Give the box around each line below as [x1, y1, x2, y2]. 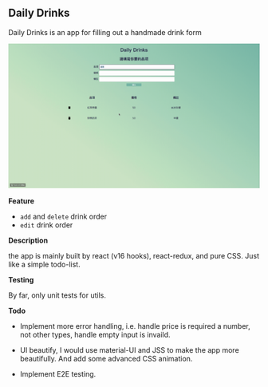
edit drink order [19, 220, 73, 230]
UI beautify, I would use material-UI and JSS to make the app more [19, 346, 239, 355]
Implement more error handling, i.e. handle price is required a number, [19, 322, 250, 331]
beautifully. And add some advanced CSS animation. [19, 354, 193, 364]
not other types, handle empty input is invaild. [19, 330, 171, 340]
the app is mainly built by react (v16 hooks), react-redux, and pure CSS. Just [8, 251, 259, 261]
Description [8, 235, 49, 246]
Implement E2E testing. [19, 369, 97, 379]
